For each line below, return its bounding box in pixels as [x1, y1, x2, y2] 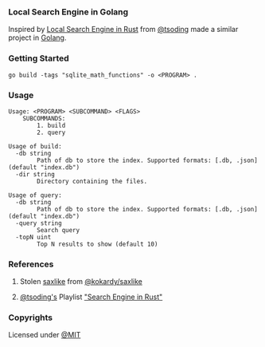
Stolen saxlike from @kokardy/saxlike [19, 277, 143, 286]
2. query [37, 128, 66, 136]
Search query [37, 226, 80, 234]
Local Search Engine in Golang [8, 6, 129, 18]
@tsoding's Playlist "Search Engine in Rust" [19, 292, 163, 302]
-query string [15, 219, 62, 227]
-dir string [15, 170, 56, 178]
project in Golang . [8, 33, 67, 42]
